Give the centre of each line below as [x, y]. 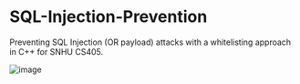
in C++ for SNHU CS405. [57, 51]
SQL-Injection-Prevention [109, 17]
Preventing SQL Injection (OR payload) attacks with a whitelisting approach [150, 42]
